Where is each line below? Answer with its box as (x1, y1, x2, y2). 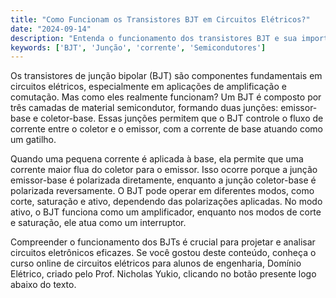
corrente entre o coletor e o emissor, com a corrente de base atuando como (10, 123, 323, 135)
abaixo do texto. (10, 279, 77, 291)
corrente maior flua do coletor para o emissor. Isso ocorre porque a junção (10, 164, 318, 176)
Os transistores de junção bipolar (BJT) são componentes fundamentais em (10, 70, 323, 82)
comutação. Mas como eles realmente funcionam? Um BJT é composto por (10, 91, 322, 103)
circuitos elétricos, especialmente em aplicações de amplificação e (10, 81, 287, 93)
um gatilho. (10, 134, 57, 146)
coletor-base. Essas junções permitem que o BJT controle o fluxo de (40, 112, 324, 125)
